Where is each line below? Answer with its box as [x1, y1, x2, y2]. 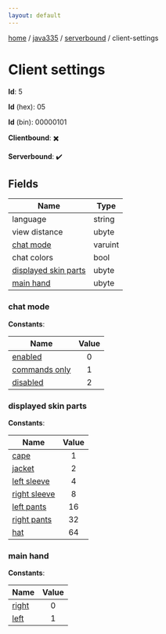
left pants [12, 501, 47, 512]
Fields [8, 177, 39, 190]
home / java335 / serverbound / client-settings [8, 33, 159, 42]
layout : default [8, 11, 61, 20]
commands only [12, 363, 71, 374]
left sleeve [12, 475, 50, 486]
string [93, 214, 115, 225]
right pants [12, 514, 52, 525]
